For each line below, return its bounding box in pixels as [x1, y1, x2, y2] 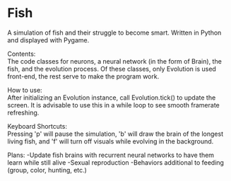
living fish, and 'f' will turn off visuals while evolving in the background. [7, 136, 214, 146]
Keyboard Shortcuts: [7, 122, 67, 130]
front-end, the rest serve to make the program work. [7, 72, 160, 81]
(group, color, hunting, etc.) [7, 165, 87, 174]
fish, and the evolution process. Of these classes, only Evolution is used [7, 64, 217, 73]
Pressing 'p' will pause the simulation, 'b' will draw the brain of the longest [7, 129, 224, 138]
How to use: [7, 86, 42, 94]
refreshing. [7, 108, 40, 117]
